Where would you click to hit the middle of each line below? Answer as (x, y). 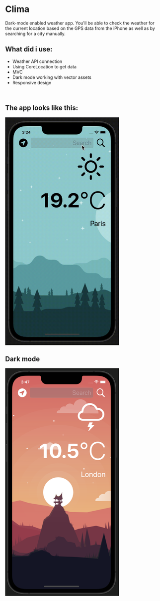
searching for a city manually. (35, 33)
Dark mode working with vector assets (52, 77)
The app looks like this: (42, 108)
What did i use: (29, 49)
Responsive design (32, 82)
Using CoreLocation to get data (44, 66)
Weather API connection (37, 61)
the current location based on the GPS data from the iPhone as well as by (80, 28)
